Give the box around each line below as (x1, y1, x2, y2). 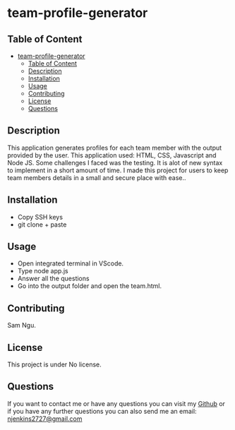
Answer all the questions (17, 274, 90, 283)
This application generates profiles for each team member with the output (7, 143, 222, 152)
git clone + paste (17, 220, 67, 229)
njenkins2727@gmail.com (7, 414, 83, 423)
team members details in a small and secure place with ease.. (7, 173, 186, 181)
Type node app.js (17, 267, 68, 275)
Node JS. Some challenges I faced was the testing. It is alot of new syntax (7, 158, 223, 167)
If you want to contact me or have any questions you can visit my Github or (7, 399, 226, 407)
